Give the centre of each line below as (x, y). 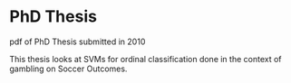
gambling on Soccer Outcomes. (68, 69)
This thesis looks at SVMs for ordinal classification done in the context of (145, 59)
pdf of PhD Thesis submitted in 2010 (78, 41)
